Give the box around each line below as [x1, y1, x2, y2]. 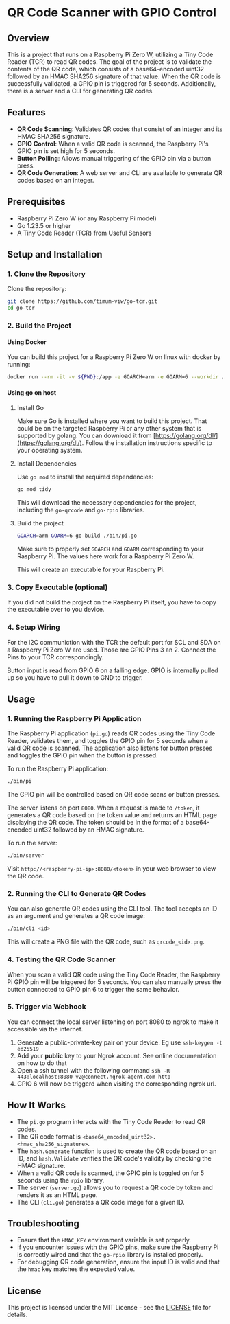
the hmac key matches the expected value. [16, 1265, 136, 1273]
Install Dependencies [16, 459, 77, 468]
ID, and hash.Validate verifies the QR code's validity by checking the [16, 1154, 212, 1162]
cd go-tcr [7, 304, 36, 312]
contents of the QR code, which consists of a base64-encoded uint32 [7, 65, 204, 73]
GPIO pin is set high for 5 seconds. [16, 146, 115, 155]
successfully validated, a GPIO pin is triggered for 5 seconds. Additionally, [7, 80, 216, 87]
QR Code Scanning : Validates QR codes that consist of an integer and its [16, 125, 223, 133]
